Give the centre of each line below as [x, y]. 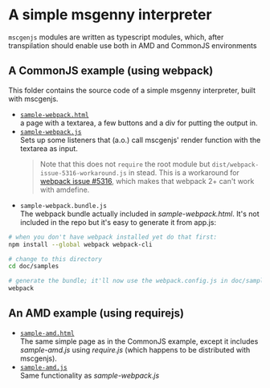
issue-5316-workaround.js [83, 173]
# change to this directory [55, 259]
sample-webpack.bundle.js [63, 206]
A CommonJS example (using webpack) [111, 71]
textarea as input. [49, 148]
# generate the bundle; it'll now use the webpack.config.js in [118, 281]
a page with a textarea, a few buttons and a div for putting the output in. [139, 123]
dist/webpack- [235, 165]
